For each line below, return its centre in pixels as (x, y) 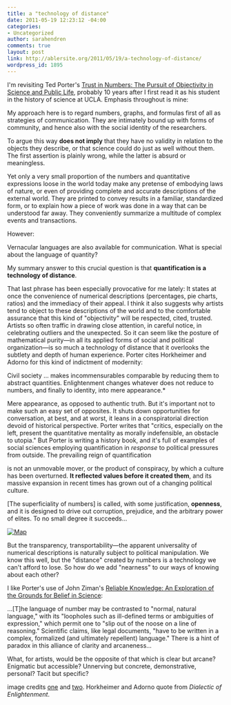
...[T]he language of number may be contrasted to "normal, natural (102, 608)
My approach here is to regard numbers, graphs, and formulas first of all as (114, 113)
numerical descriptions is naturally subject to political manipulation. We (108, 552)
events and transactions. (42, 220)
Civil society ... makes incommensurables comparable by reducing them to (113, 375)
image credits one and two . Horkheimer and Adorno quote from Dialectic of (114, 687)
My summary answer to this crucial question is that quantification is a (107, 267)
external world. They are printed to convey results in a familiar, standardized (115, 198)
